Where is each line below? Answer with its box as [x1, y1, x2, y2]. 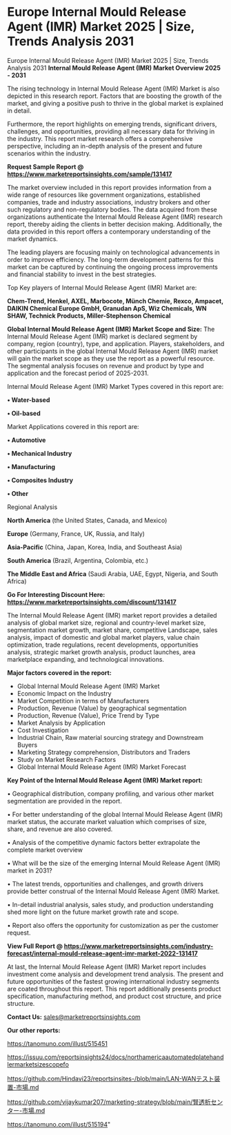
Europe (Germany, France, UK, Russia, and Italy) [7, 529, 145, 537]
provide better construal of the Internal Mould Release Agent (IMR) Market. [7, 887, 220, 895]
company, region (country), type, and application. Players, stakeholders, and [7, 339, 225, 347]
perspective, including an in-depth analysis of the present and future [7, 142, 203, 150]
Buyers [17, 741, 38, 749]
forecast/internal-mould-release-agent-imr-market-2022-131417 [7, 949, 198, 957]
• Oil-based [7, 409, 41, 417]
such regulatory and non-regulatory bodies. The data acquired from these [7, 205, 217, 213]
